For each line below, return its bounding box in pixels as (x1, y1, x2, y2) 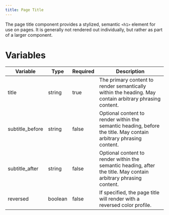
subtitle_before (8, 125, 44, 132)
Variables (5, 49, 46, 61)
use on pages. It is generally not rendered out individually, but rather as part (5, 26, 162, 33)
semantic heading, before (99, 122, 160, 129)
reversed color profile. (99, 201, 152, 208)
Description (116, 67, 145, 75)
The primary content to (99, 76, 154, 83)
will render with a (99, 195, 140, 202)
